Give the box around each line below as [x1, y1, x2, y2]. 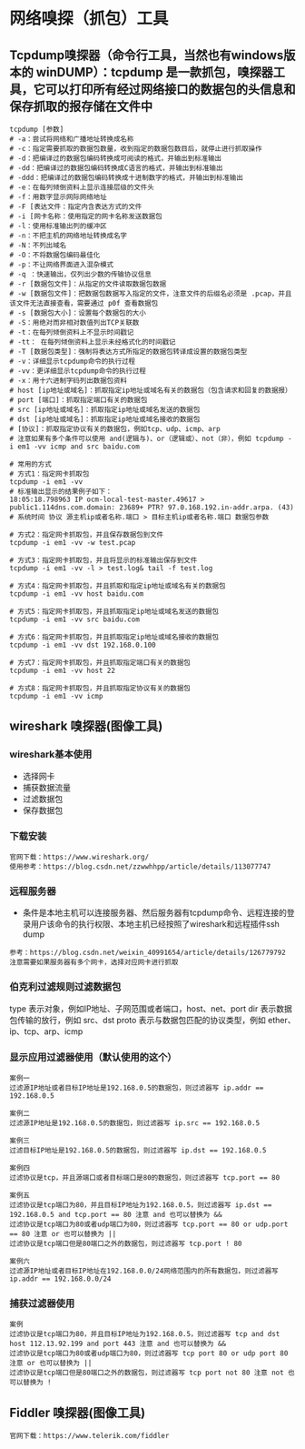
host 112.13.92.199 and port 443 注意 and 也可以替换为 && [9, 1339, 227, 1349]
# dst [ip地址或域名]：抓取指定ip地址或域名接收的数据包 [9, 415, 201, 424]
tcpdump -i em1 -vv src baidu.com [9, 615, 141, 624]
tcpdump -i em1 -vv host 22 [9, 666, 116, 675]
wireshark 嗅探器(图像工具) [9, 719, 163, 734]
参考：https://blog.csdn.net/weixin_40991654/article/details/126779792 [9, 948, 286, 958]
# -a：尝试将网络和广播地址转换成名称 [9, 135, 134, 144]
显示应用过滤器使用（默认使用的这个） [9, 1051, 177, 1063]
